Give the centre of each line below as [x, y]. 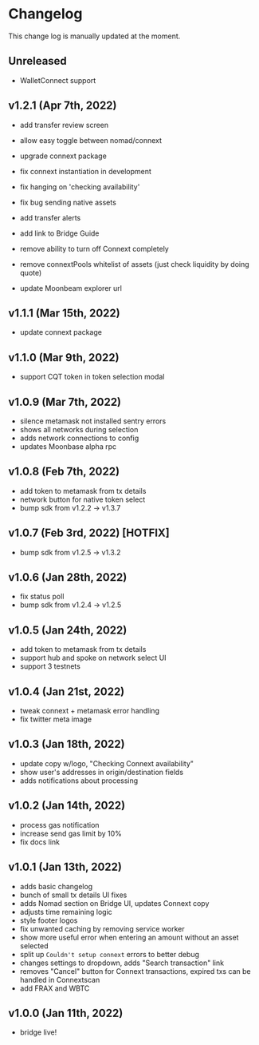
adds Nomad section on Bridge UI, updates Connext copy [114, 903]
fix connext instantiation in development [85, 171]
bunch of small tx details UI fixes [73, 895]
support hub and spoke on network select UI [93, 658]
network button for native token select [82, 499]
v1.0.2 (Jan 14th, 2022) [67, 806]
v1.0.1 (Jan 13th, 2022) [65, 867]
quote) [31, 272]
